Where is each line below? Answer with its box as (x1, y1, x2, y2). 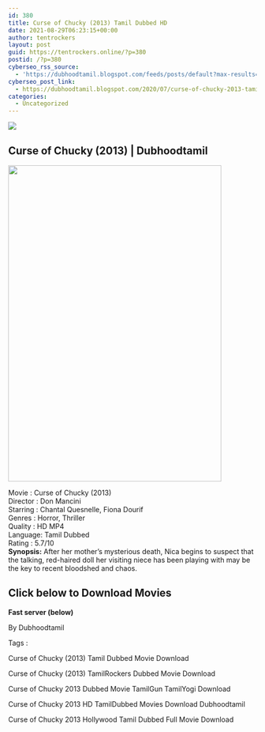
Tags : (8, 638, 28, 647)
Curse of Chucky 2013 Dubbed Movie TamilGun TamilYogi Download (8, 684, 231, 693)
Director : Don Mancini (8, 496, 81, 506)
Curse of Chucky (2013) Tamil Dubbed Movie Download (8, 653, 189, 662)
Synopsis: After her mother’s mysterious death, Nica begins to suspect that (8, 546, 254, 556)
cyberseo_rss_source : (8, 63, 80, 71)
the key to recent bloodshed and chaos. (8, 563, 138, 573)
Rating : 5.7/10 (8, 538, 54, 548)
